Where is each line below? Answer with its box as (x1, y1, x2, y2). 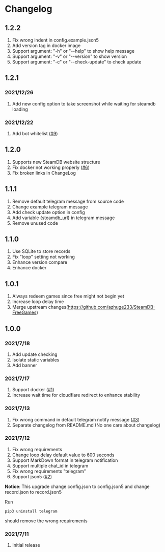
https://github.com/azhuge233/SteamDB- (68, 304, 156, 310)
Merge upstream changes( (12, 304, 68, 310)
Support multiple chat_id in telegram (12, 462, 89, 469)
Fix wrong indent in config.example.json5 (12, 37, 99, 43)
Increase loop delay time (12, 299, 64, 305)
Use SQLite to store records (12, 248, 71, 254)
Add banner (12, 362, 38, 368)
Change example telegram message (12, 203, 88, 210)
